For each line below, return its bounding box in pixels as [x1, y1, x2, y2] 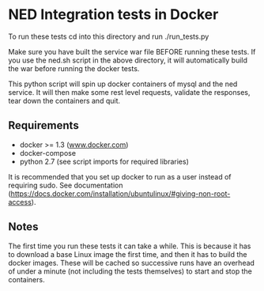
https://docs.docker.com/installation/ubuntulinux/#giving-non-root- [10, 188, 231, 198]
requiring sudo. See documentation [8, 180, 123, 190]
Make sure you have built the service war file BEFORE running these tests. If [8, 47, 256, 56]
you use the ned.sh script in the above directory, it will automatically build [8, 55, 247, 65]
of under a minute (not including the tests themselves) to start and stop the [8, 266, 253, 276]
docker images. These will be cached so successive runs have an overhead [8, 258, 255, 267]
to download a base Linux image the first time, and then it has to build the [8, 249, 247, 259]
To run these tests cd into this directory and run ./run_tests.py [8, 32, 209, 41]
